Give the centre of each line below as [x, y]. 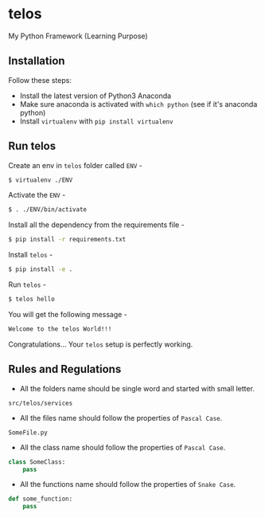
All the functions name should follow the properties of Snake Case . [128, 485]
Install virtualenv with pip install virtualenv [96, 121]
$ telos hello [32, 300]
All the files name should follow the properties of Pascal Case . [121, 418]
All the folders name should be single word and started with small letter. [137, 388]
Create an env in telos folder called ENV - [76, 165]
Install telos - [31, 255]
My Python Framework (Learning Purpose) [78, 36]
